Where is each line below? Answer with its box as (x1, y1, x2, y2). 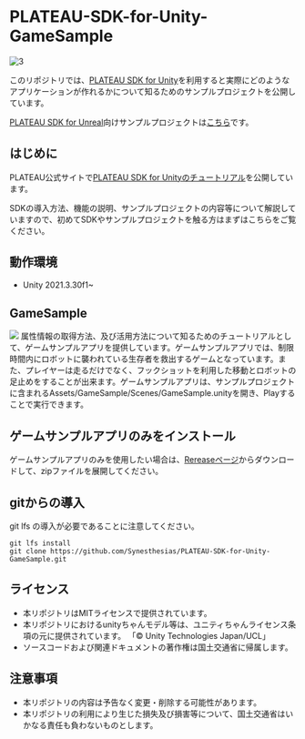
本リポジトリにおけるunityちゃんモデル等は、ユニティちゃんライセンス (22, 619, 289, 630)
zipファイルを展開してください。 (40, 466, 164, 477)
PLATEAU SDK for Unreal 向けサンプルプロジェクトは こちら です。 (9, 116, 254, 127)
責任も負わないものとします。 (46, 719, 158, 730)
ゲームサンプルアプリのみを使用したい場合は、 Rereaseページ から (9, 454, 255, 465)
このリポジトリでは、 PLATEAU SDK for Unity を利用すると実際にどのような (9, 75, 290, 86)
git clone (9, 547, 47, 556)
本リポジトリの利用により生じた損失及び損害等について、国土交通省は (22, 708, 286, 719)
